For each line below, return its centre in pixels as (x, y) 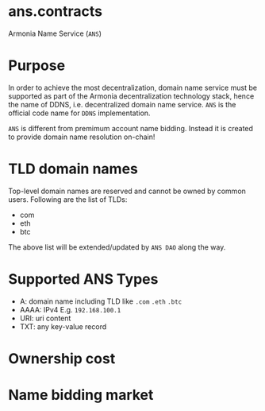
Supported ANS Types (83, 279)
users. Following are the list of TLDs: (68, 199)
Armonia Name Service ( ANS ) (55, 33)
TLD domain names (73, 169)
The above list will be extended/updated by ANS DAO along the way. (117, 247)
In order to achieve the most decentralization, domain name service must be (133, 87)
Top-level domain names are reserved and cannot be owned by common (127, 191)
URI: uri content (45, 318)
